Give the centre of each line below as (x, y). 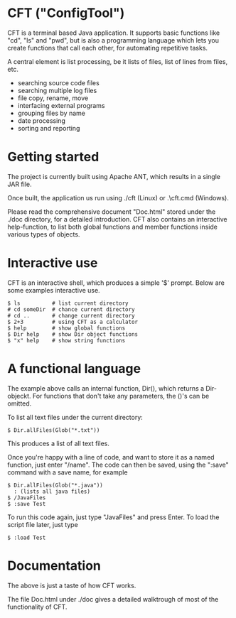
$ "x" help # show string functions (66, 340)
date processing (41, 120)
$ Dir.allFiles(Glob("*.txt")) (54, 430)
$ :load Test (27, 538)
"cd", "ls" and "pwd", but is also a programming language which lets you (113, 40)
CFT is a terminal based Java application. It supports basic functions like (114, 33)
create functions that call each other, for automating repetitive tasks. (108, 48)
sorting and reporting (49, 128)
